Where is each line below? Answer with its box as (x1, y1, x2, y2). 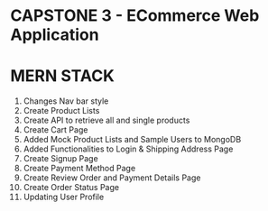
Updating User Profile (23, 191, 105, 203)
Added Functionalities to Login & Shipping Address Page (23, 143, 234, 154)
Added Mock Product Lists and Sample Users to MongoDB (23, 134, 242, 145)
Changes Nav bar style (23, 96, 109, 106)
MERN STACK (10, 66, 116, 87)
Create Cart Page (23, 124, 88, 135)
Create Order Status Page (23, 182, 120, 193)
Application (10, 24, 99, 45)
